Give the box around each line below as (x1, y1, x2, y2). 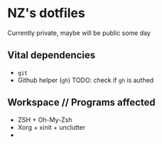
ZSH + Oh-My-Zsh (17, 115, 72, 124)
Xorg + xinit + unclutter (17, 123, 86, 131)
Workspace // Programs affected (7, 96, 156, 108)
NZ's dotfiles (7, 5, 85, 21)
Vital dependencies (7, 49, 96, 61)
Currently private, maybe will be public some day (7, 29, 151, 37)
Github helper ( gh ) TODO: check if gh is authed (17, 76, 154, 84)
